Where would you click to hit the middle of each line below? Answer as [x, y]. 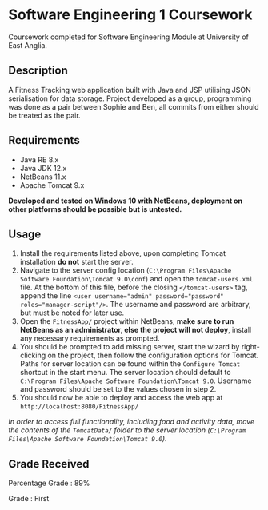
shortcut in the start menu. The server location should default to [125, 373]
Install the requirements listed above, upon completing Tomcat [123, 253]
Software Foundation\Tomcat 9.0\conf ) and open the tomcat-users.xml [136, 279]
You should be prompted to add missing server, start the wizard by [130, 347]
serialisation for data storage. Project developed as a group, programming [130, 98]
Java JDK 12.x [43, 168]
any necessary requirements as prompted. [90, 338]
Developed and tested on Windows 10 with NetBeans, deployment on [125, 201]
